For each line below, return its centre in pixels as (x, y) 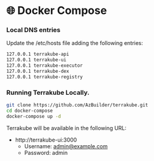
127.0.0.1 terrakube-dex (38, 71)
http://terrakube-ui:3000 (46, 140)
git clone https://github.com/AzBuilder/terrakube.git (77, 105)
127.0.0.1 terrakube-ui (37, 60)
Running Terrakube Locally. (48, 92)
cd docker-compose (30, 111)
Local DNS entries (33, 30)
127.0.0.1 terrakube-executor (45, 66)
